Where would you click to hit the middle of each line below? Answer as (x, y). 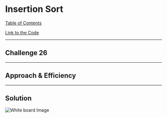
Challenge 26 (26, 53)
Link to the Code (22, 32)
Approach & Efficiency (41, 76)
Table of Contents (24, 23)
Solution (18, 98)
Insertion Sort (34, 9)
